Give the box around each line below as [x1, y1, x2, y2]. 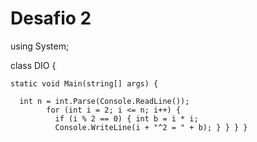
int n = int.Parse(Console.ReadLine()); [19, 96, 190, 106]
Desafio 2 [10, 7, 92, 30]
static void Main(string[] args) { [10, 78, 159, 89]
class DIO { [10, 59, 57, 71]
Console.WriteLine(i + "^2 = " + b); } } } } [54, 122, 248, 132]
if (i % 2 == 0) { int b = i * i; [54, 113, 199, 124]
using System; [10, 40, 70, 52]
